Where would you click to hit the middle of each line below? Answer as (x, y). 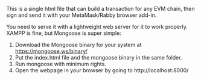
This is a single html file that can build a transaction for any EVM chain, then (101, 9)
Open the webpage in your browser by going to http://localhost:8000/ (102, 70)
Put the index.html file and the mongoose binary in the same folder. (98, 57)
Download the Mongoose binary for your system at (78, 45)
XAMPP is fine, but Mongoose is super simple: (64, 33)
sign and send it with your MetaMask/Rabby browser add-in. (81, 15)
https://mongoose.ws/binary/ (51, 51)
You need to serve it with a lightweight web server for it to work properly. (97, 27)
